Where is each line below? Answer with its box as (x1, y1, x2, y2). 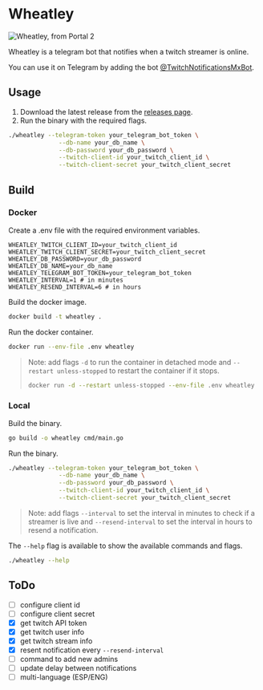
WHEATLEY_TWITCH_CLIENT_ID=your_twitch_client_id (8, 241, 178, 249)
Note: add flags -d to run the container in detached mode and (27, 357, 232, 367)
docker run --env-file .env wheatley (8, 343, 135, 351)
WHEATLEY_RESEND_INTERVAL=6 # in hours (8, 282, 142, 291)
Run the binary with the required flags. (19, 116, 147, 125)
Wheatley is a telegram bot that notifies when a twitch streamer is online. (8, 47, 249, 56)
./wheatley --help (8, 556, 70, 564)
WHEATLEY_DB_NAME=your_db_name (8, 262, 113, 270)
